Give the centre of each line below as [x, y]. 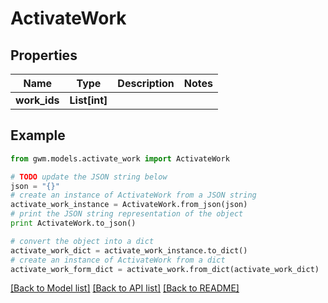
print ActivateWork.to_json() [73, 223]
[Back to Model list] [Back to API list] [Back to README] [125, 288]
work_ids [37, 100]
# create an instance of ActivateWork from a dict [118, 260]
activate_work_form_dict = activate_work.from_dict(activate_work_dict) [165, 269]
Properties [44, 55]
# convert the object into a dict [82, 241]
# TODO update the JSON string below [89, 177]
